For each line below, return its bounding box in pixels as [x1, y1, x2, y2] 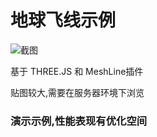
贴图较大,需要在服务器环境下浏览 [10, 86, 145, 98]
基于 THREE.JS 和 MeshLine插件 [10, 65, 144, 77]
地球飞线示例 [10, 9, 117, 32]
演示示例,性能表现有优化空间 [10, 114, 148, 128]
